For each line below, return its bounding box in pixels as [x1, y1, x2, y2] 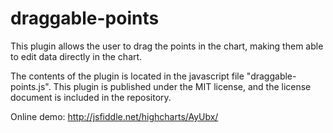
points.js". [10, 80, 52, 92]
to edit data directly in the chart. [10, 50, 143, 62]
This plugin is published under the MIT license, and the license [53, 80, 312, 92]
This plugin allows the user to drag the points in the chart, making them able [10, 40, 324, 52]
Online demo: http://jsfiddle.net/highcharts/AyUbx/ [10, 110, 219, 122]
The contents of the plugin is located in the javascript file [10, 70, 245, 82]
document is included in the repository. [10, 91, 172, 103]
